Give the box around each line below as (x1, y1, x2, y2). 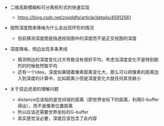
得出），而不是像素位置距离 (17, 103, 73, 108)
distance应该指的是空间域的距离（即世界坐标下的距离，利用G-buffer (17, 96, 159, 102)
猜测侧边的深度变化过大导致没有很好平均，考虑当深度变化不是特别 (17, 56, 154, 62)
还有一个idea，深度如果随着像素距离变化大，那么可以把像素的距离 (17, 69, 154, 75)
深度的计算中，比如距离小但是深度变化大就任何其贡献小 (26, 75, 141, 81)
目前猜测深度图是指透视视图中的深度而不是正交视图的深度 (17, 35, 137, 41)
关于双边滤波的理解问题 (10, 86, 59, 91)
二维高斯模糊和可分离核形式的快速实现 (10, 4, 90, 10)
